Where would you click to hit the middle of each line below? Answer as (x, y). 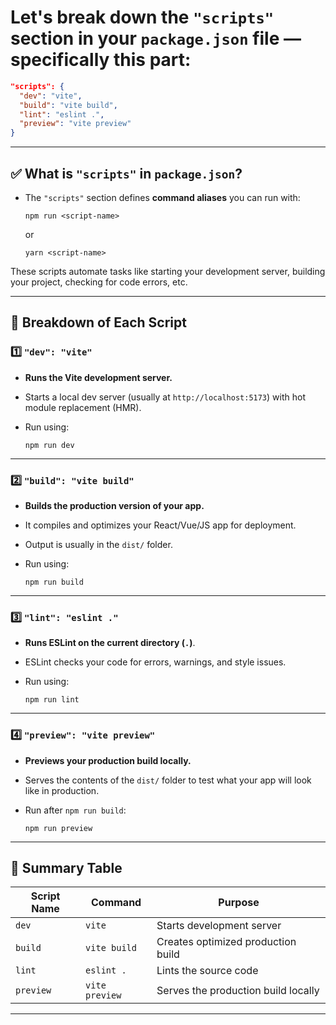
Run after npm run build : (75, 810)
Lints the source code (207, 971)
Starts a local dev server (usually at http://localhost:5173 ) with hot (165, 397)
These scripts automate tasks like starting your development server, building (168, 271)
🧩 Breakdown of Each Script (98, 322)
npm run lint (52, 700)
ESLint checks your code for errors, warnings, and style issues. (155, 662)
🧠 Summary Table (66, 867)
